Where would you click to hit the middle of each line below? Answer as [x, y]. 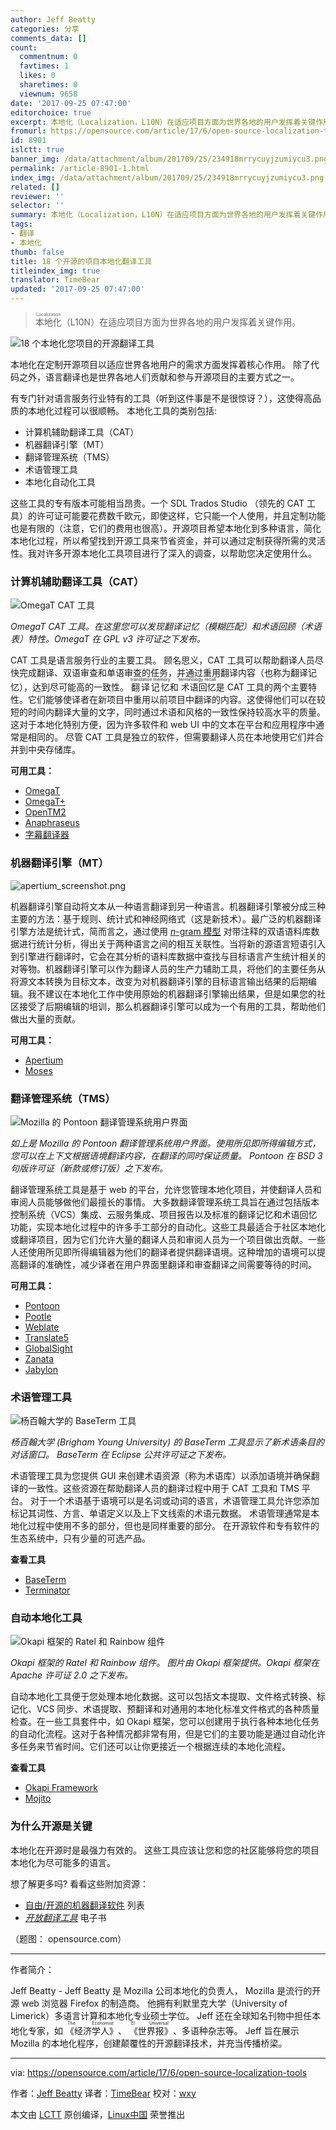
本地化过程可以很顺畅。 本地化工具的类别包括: [122, 410]
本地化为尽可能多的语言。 [63, 1862]
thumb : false [37, 252]
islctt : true [37, 150]
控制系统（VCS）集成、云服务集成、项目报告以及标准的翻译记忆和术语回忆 [164, 1214]
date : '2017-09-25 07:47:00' [71, 103]
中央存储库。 [54, 750]
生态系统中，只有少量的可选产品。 [80, 1538]
